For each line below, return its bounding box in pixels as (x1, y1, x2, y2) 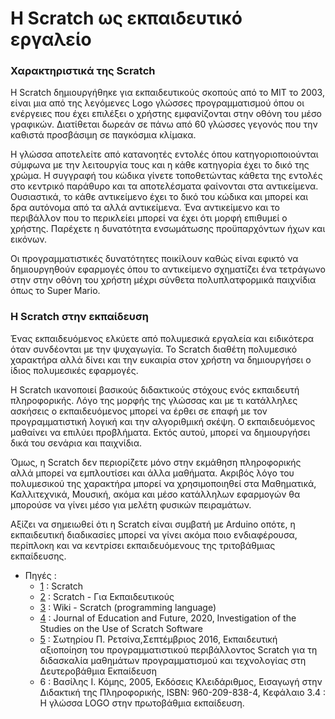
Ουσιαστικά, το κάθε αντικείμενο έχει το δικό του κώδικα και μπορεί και (10, 191, 309, 203)
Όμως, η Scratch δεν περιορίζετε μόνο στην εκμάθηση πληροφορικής (10, 456, 302, 468)
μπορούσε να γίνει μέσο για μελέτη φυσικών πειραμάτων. (10, 498, 252, 511)
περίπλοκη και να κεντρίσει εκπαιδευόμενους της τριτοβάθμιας (10, 539, 276, 551)
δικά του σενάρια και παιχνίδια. (10, 437, 143, 449)
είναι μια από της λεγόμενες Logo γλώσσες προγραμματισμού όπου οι (10, 97, 305, 109)
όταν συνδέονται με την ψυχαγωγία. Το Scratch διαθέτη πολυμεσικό (10, 343, 298, 355)
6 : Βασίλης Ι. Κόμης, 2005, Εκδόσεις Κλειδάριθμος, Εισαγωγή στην (39, 675, 323, 687)
